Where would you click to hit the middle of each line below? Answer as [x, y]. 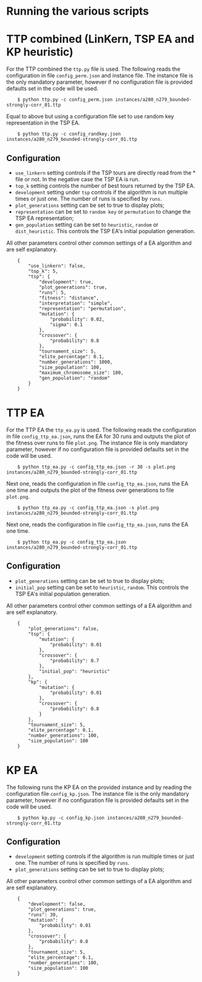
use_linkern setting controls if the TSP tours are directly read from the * [105, 173]
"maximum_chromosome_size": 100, [81, 373]
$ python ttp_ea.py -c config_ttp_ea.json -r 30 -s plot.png [96, 467]
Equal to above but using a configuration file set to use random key [90, 117]
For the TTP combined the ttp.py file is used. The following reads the [93, 69]
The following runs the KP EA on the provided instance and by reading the [99, 787]
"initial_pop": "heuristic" [75, 671]
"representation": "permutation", [82, 309]
